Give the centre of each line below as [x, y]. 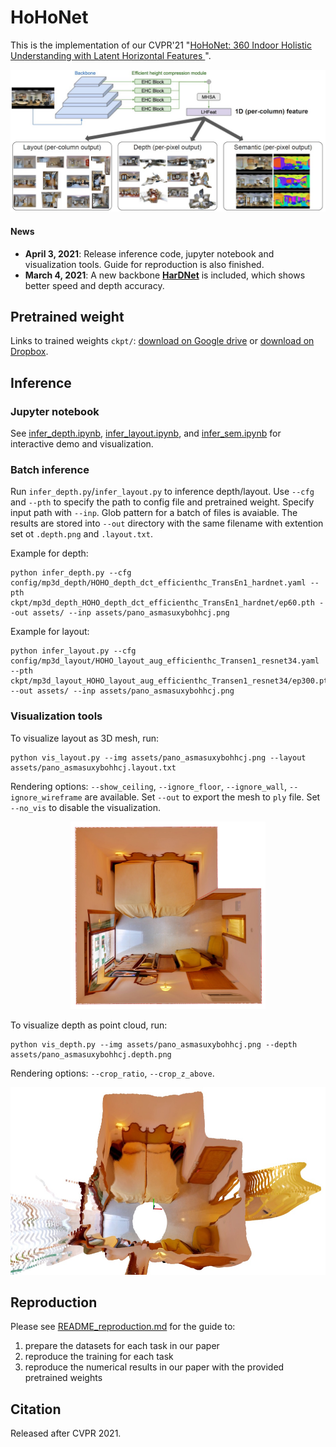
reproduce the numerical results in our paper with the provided [154, 1367]
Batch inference [50, 469]
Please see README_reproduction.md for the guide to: [123, 1327]
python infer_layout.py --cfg [73, 651]
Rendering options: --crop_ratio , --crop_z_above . [112, 1073]
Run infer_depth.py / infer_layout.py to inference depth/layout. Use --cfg [162, 492]
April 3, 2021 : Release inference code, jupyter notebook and [149, 253]
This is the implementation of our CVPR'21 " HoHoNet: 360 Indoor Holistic [161, 45]
